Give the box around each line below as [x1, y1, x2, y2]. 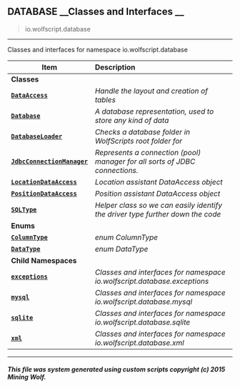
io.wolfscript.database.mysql [94, 297, 193, 307]
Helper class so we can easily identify [94, 200, 223, 210]
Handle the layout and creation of [94, 86, 209, 96]
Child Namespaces [11, 255, 77, 265]
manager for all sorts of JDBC [94, 156, 196, 166]
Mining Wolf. [7, 373, 46, 382]
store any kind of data [94, 115, 169, 125]
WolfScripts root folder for [94, 136, 183, 146]
